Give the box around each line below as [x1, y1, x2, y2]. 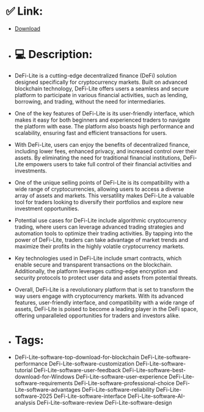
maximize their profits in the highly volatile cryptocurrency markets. [14, 243, 184, 250]
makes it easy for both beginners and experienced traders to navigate [14, 116, 191, 123]
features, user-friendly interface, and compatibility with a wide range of [14, 298, 195, 306]
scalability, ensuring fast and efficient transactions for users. [14, 129, 167, 136]
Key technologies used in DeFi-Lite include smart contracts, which [14, 254, 182, 262]
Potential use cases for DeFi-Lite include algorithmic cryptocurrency [14, 216, 187, 224]
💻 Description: [14, 48, 93, 62]
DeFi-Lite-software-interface [53, 392, 126, 400]
